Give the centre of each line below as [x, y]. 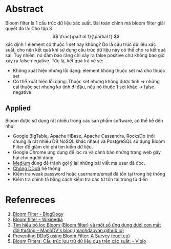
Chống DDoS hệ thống [36, 168]
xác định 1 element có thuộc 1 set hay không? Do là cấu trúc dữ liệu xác [81, 44]
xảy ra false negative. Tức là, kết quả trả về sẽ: [54, 60]
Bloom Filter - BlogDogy [38, 214]
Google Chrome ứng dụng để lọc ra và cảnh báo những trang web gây [87, 152]
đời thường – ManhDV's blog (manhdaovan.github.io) [68, 230]
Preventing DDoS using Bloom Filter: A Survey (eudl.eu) [71, 236]
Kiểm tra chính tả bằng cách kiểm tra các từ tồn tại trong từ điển [80, 179]
